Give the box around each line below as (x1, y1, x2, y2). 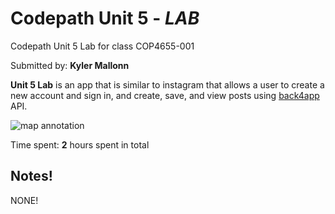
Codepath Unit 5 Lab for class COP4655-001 (10, 40, 195, 52)
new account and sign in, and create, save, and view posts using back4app (10, 89, 320, 101)
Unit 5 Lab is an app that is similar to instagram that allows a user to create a (10, 78, 325, 91)
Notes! (10, 168, 53, 185)
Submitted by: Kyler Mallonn (10, 59, 130, 71)
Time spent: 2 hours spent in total (10, 138, 150, 151)
